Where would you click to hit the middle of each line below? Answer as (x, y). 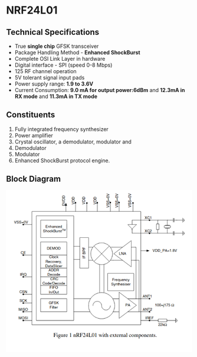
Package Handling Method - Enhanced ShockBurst (77, 53)
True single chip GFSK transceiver (57, 46)
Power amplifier (34, 135)
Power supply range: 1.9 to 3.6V (54, 84)
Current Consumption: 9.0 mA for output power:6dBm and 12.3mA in (100, 90)
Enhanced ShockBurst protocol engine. (62, 161)
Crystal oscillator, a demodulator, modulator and (73, 142)
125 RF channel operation (45, 71)
